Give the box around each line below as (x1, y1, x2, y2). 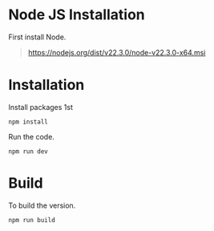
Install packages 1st (8, 102, 74, 111)
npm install (8, 118, 48, 126)
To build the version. (8, 201, 76, 210)
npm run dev (8, 147, 48, 156)
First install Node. (8, 32, 67, 42)
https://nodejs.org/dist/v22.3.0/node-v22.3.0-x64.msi (27, 47, 206, 57)
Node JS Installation (8, 6, 146, 24)
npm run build (8, 216, 56, 224)
